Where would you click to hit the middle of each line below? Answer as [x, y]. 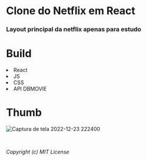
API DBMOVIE [30, 89]
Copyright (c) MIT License [38, 152]
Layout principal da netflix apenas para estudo [74, 29]
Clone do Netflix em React [71, 11]
